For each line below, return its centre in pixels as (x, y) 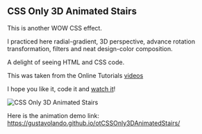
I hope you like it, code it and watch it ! (61, 88)
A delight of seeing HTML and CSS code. (66, 62)
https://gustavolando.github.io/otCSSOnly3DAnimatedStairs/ (94, 123)
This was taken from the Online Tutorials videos (75, 75)
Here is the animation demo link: (53, 115)
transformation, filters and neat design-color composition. (90, 48)
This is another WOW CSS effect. (55, 28)
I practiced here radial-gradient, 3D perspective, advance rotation (101, 41)
